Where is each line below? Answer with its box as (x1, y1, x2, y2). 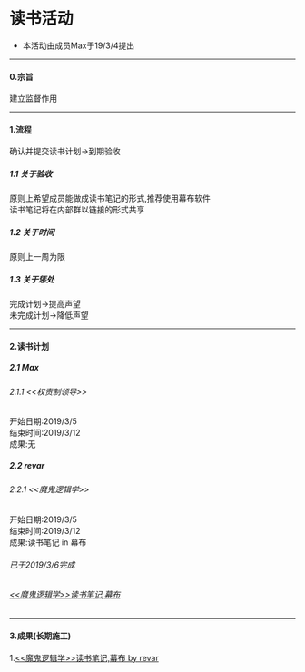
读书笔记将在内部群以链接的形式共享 (9, 204, 145, 215)
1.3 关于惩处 (9, 273, 54, 284)
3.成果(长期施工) (9, 630, 71, 641)
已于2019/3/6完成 (9, 559, 75, 570)
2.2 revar (9, 460, 45, 471)
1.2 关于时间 (9, 226, 54, 237)
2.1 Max (9, 362, 39, 373)
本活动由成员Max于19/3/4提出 (22, 40, 135, 51)
